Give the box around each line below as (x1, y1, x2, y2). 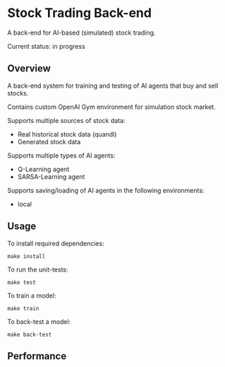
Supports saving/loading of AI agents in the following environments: (7, 186, 205, 194)
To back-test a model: (7, 317, 71, 326)
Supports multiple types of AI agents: (7, 151, 116, 160)
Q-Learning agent (17, 165, 70, 173)
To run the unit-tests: (7, 265, 68, 274)
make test (7, 279, 37, 286)
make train (7, 305, 39, 312)
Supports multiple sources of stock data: (7, 116, 126, 124)
